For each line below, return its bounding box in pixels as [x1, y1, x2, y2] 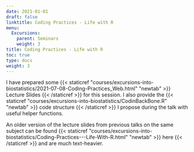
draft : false [6, 14, 38, 20]
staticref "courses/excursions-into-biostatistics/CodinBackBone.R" [6, 98, 168, 105]
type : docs [6, 57, 33, 63]
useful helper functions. [6, 110, 64, 117]
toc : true [6, 52, 30, 58]
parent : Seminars [16, 36, 59, 42]
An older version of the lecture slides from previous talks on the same [6, 121, 174, 129]
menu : [6, 25, 19, 31]
